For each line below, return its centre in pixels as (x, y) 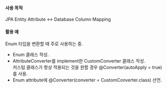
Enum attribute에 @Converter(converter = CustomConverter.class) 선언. (87, 80)
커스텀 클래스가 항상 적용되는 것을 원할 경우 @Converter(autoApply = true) (87, 67)
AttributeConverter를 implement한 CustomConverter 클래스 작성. (79, 61)
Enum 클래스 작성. (31, 55)
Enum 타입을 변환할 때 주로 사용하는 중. (44, 44)
